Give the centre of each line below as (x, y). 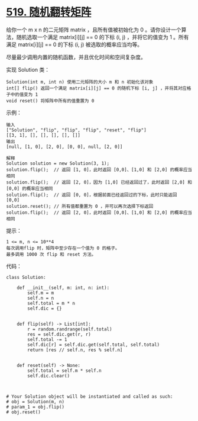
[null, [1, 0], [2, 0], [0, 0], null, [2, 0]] (64, 147)
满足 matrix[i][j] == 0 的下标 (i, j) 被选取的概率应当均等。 (74, 44)
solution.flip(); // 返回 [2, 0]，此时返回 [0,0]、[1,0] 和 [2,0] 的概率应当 (99, 213)
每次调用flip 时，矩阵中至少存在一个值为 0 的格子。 (63, 248)
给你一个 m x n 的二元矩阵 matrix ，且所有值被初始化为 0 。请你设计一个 (94, 30)
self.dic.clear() (48, 376)
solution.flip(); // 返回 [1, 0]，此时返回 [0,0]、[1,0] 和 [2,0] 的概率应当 (99, 169)
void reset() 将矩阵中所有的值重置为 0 (50, 101)
